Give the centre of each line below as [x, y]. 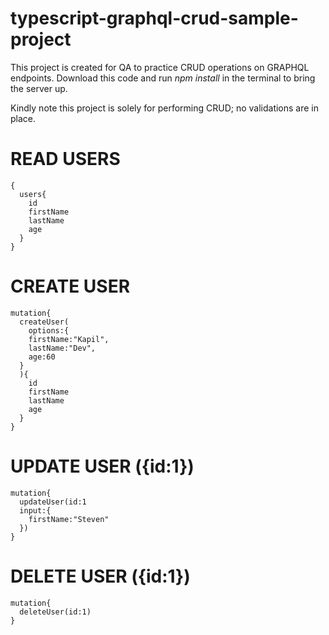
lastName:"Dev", [62, 348]
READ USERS [65, 159]
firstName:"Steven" [69, 519]
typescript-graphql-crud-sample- [154, 18]
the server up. [39, 88]
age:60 [42, 357]
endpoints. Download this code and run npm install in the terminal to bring [163, 78]
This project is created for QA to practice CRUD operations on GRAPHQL [160, 67]
